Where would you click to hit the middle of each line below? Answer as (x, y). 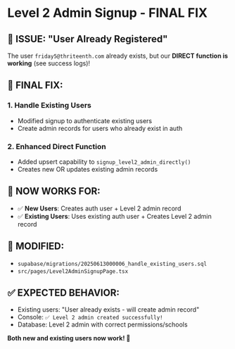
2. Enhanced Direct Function (57, 146)
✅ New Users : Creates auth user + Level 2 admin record (99, 208)
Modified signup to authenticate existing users (85, 120)
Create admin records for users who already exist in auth (100, 128)
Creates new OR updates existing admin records (88, 169)
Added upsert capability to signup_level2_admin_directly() (104, 161)
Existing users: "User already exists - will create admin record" (108, 310)
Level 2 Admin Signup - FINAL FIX (108, 13)
